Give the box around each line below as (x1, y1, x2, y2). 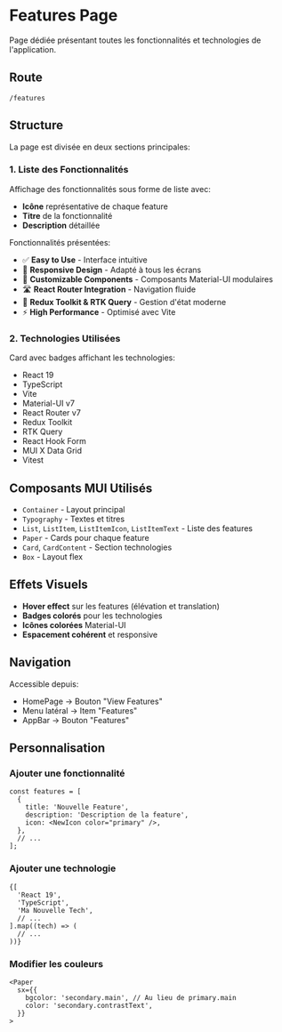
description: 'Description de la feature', (25, 810, 189, 819)
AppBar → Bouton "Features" (21, 714, 130, 725)
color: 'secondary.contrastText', (25, 1001, 153, 1010)
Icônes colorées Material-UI (21, 619, 126, 630)
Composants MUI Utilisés (9, 480, 153, 496)
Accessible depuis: (9, 678, 79, 689)
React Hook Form (21, 436, 86, 447)
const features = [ (9, 787, 82, 796)
